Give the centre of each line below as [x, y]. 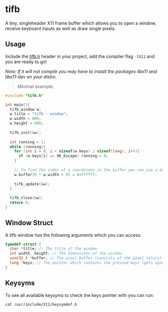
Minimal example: [35, 86]
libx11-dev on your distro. [31, 77]
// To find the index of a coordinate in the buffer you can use [84, 170]
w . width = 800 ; [25, 119]
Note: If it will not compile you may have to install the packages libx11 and [81, 71]
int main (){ [17, 105]
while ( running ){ [28, 146]
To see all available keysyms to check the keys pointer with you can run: [79, 295]
